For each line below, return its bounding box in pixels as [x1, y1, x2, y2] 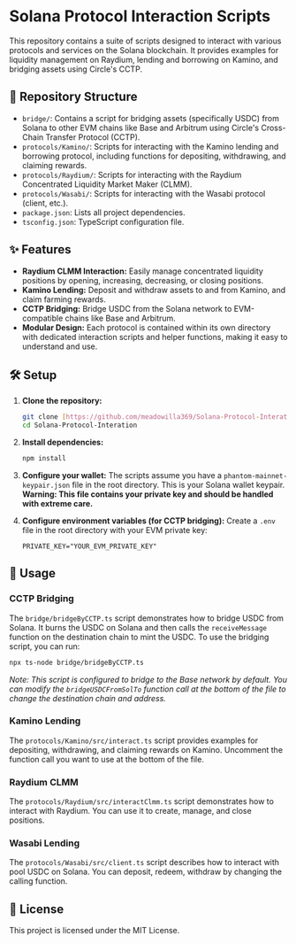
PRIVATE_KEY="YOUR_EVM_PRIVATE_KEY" [21, 542, 157, 551]
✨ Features [9, 242, 72, 258]
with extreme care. [21, 499, 94, 508]
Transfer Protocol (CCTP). [45, 131, 140, 143]
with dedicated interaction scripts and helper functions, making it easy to [21, 331, 288, 342]
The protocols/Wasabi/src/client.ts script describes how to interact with [9, 857, 280, 868]
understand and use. [21, 341, 98, 352]
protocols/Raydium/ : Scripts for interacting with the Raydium [21, 169, 242, 180]
